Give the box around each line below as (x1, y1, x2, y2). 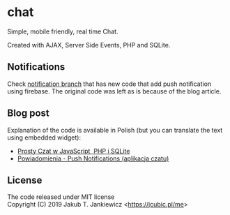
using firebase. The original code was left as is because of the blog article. (7, 87, 222, 95)
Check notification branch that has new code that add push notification (7, 80, 212, 88)
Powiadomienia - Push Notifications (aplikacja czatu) (17, 154, 169, 163)
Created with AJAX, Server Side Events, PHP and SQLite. (7, 40, 171, 49)
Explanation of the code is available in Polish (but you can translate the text (7, 126, 223, 134)
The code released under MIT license (7, 193, 115, 201)
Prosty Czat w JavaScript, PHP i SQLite (17, 147, 130, 155)
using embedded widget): (7, 133, 82, 142)
